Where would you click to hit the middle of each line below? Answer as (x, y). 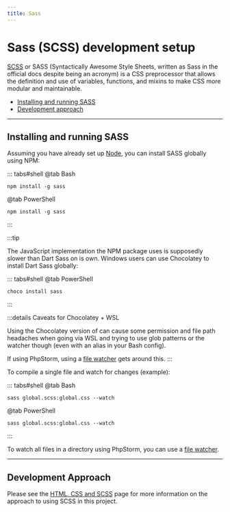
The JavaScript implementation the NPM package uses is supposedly (105, 251)
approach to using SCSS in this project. (62, 501)
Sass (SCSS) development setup (101, 47)
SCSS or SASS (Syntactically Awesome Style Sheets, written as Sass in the (113, 67)
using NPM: (24, 161)
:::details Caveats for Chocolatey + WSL (63, 318)
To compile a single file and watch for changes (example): (89, 372)
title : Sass (24, 13)
